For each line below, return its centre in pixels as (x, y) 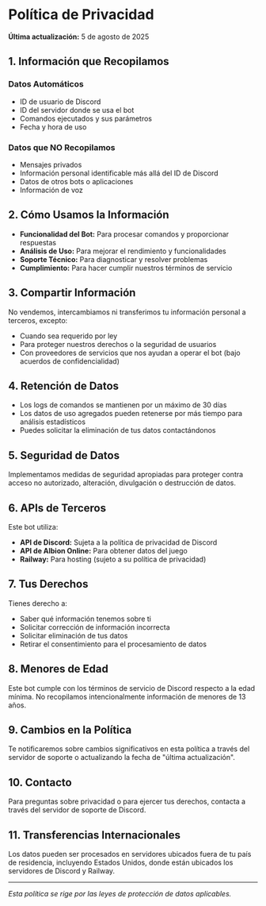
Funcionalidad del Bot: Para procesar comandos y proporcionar (124, 234)
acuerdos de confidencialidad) (70, 361)
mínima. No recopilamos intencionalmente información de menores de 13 (127, 696)
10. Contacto (40, 783)
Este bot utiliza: (33, 526)
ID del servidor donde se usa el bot (77, 110)
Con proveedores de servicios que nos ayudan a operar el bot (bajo (130, 353)
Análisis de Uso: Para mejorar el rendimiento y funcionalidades (123, 251)
